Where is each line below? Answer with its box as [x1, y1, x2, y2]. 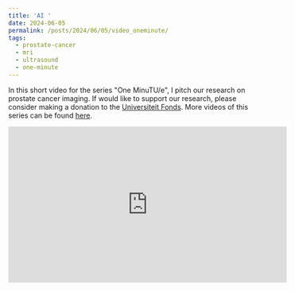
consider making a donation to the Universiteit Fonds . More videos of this [8, 102, 249, 111]
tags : [8, 33, 26, 42]
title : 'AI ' [8, 11, 52, 20]
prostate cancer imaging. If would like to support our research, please [8, 93, 237, 103]
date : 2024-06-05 [8, 19, 66, 27]
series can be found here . [8, 111, 93, 120]
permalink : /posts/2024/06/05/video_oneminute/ [8, 26, 169, 34]
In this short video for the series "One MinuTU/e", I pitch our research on [8, 85, 246, 95]
